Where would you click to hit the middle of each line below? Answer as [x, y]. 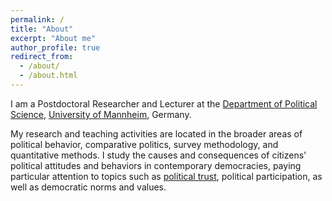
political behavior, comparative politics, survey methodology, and [144, 144]
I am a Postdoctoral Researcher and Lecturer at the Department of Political [164, 103]
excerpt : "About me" [53, 38]
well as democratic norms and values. [88, 187]
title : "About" [42, 29]
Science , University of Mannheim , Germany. [101, 114]
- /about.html [48, 76]
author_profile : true [55, 47]
